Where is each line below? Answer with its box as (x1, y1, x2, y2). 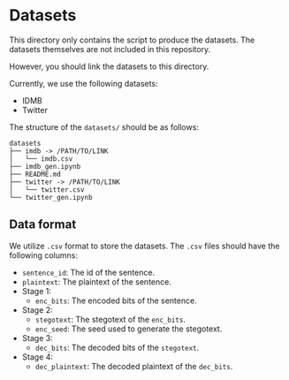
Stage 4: (21, 351, 54, 362)
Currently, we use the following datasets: (9, 78, 158, 88)
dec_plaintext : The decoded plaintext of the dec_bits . (34, 361, 233, 371)
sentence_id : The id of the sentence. (21, 267, 156, 277)
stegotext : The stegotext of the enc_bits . (34, 314, 186, 324)
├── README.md (9, 170, 62, 179)
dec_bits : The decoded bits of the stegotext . (34, 342, 200, 353)
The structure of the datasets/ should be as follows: (9, 121, 199, 133)
